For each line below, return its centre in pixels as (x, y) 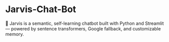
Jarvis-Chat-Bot (41, 9)
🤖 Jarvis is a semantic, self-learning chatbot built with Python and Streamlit (84, 23)
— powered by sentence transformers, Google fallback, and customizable (83, 28)
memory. (15, 34)
